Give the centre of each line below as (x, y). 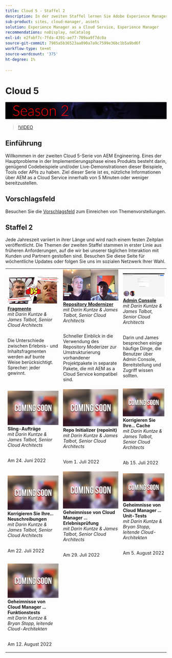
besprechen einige (142, 343)
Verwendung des (81, 342)
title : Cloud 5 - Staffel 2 (35, 11)
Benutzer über (138, 354)
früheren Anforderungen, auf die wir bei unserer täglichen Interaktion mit (82, 250)
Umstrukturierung (82, 352)
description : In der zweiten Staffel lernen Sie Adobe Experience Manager (87, 16)
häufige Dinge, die (142, 349)
